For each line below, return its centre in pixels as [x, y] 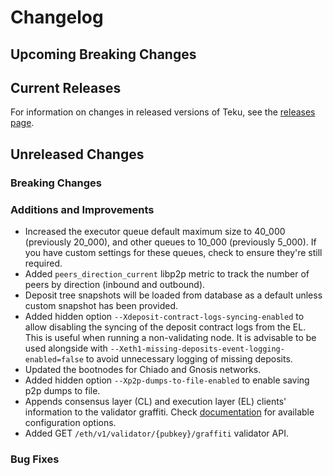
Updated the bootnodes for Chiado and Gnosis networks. [143, 369]
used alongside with [66, 348]
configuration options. [70, 422]
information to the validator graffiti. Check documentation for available [169, 412]
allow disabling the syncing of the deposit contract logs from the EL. [165, 327]
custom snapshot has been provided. [101, 305]
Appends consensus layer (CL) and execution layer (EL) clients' [155, 401]
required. [43, 263]
